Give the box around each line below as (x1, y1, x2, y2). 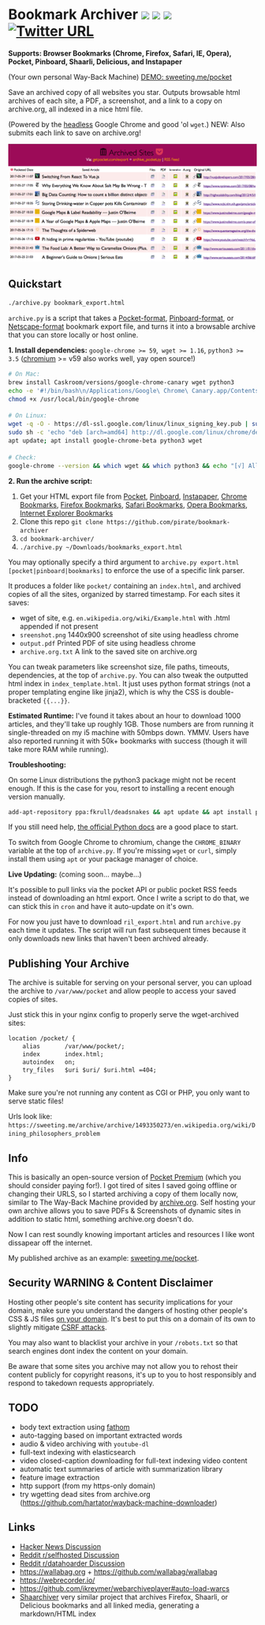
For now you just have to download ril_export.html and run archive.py (8, 917, 241, 926)
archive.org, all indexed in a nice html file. (8, 104, 144, 114)
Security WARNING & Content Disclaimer (8, 1276, 214, 1290)
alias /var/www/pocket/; (22, 1042, 125, 1050)
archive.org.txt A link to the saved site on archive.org (19, 647, 197, 656)
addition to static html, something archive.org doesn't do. (8, 1215, 195, 1224)
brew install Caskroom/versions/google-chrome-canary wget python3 (8, 378, 235, 386)
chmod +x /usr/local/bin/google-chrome (8, 395, 140, 403)
